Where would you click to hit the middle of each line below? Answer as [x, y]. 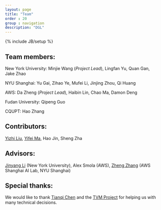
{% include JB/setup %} [29, 41]
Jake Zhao [16, 73]
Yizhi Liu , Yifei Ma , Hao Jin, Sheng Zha [44, 138]
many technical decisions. [31, 203]
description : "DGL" [25, 28]
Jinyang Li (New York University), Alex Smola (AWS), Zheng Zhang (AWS [78, 165]
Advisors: [20, 154]
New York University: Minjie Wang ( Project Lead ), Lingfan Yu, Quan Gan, [78, 68]
